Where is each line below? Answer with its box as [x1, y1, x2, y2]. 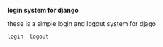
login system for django [7, 6, 79, 14]
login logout [7, 33, 50, 40]
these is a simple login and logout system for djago [7, 20, 156, 27]
